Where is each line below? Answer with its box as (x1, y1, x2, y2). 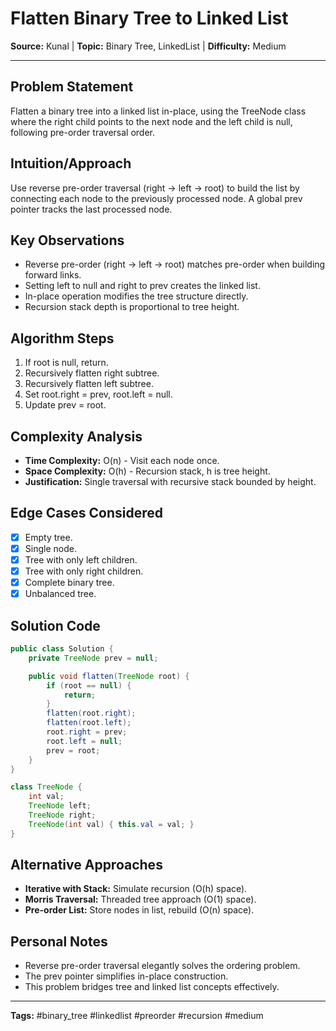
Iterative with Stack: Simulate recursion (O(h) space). (24, 883, 248, 895)
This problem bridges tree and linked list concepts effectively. (24, 981, 280, 993)
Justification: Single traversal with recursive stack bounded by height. (24, 476, 317, 487)
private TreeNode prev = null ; (28, 653, 159, 663)
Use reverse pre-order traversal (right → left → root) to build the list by (10, 182, 300, 194)
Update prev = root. (24, 399, 107, 411)
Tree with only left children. (24, 553, 138, 566)
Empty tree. (24, 531, 73, 543)
